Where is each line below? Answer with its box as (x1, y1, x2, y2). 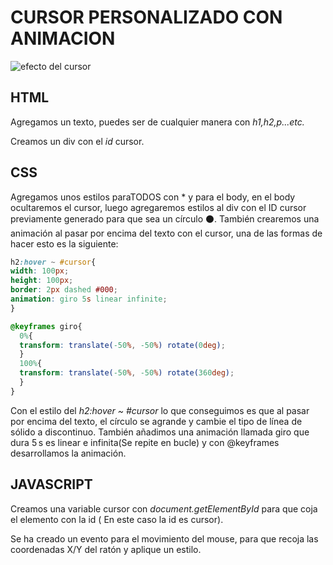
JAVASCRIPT (10, 476, 93, 493)
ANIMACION (10, 27, 116, 50)
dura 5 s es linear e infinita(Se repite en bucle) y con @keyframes (10, 436, 280, 448)
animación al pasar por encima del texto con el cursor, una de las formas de (10, 227, 323, 239)
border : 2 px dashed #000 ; (10, 285, 118, 295)
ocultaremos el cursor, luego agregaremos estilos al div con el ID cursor (10, 201, 307, 213)
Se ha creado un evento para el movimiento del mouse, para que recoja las (10, 532, 319, 545)
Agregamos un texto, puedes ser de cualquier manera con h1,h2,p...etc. (10, 116, 305, 128)
